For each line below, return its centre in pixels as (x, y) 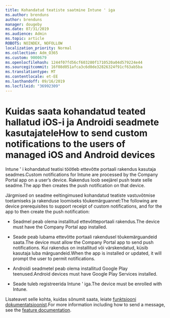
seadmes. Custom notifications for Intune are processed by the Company (82, 174)
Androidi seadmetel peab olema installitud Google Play (70, 268)
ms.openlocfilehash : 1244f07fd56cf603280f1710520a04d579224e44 (74, 62)
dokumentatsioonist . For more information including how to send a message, (85, 304)
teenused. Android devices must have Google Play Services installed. (85, 274)
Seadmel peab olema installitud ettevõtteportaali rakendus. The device (86, 221)
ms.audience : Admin (26, 34)
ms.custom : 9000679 (26, 58)
